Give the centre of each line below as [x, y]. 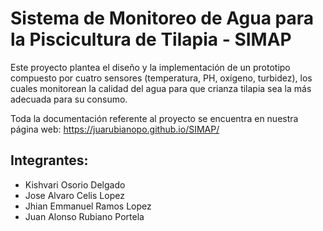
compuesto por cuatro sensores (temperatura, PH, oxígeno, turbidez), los [161, 78]
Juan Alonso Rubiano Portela [84, 216]
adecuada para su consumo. [69, 99]
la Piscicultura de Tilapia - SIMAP [151, 39]
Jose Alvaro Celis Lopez [74, 195]
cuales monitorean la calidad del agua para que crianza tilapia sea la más [161, 88]
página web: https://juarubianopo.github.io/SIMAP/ [115, 129]
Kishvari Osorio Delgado [75, 184]
